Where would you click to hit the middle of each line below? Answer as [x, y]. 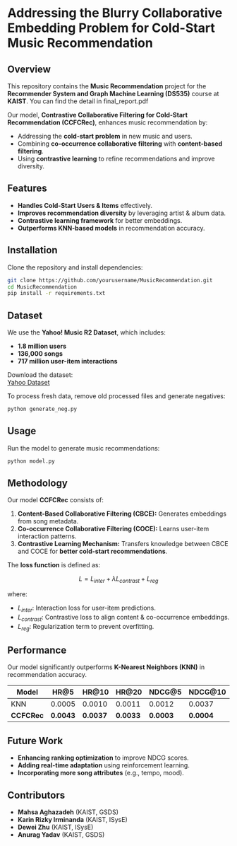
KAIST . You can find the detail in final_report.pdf [78, 101]
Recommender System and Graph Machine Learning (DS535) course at [113, 94]
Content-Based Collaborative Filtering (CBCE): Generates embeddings [122, 514]
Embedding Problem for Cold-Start [111, 28]
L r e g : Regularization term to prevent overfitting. [86, 627]
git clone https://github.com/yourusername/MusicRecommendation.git [110, 280]
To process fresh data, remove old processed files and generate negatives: [116, 396]
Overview [29, 69]
